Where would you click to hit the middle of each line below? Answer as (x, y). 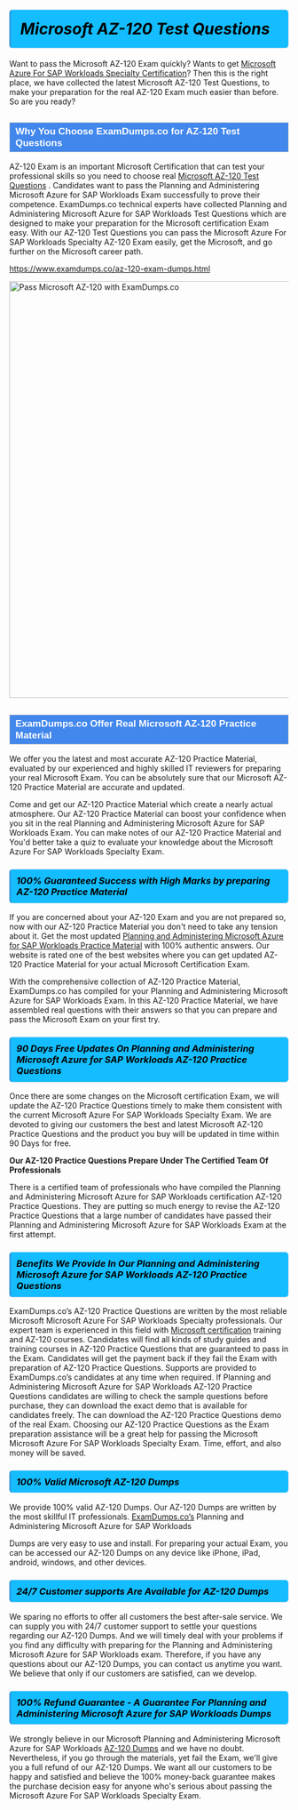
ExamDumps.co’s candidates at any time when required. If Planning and (140, 1377)
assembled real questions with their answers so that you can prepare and (143, 1010)
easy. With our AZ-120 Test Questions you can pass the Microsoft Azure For (148, 233)
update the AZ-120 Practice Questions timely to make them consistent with (145, 1105)
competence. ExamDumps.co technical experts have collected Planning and (148, 204)
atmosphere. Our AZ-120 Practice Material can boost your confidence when (148, 814)
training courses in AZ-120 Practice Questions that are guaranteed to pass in (149, 1349)
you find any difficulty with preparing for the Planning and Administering (141, 1645)
